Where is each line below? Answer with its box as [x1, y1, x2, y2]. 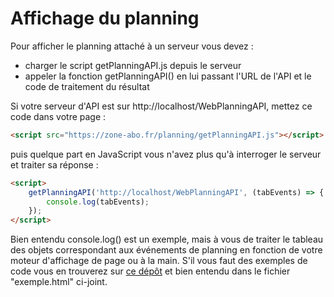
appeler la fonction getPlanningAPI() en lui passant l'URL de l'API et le [24, 70, 312, 82]
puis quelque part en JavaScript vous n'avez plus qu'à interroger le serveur [10, 148, 322, 160]
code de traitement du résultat [24, 80, 150, 92]
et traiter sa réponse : [10, 158, 99, 171]
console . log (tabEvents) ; [46, 197, 150, 207]
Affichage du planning [10, 7, 200, 30]
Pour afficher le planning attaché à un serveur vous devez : [10, 40, 254, 52]
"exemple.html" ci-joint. [10, 276, 108, 288]
